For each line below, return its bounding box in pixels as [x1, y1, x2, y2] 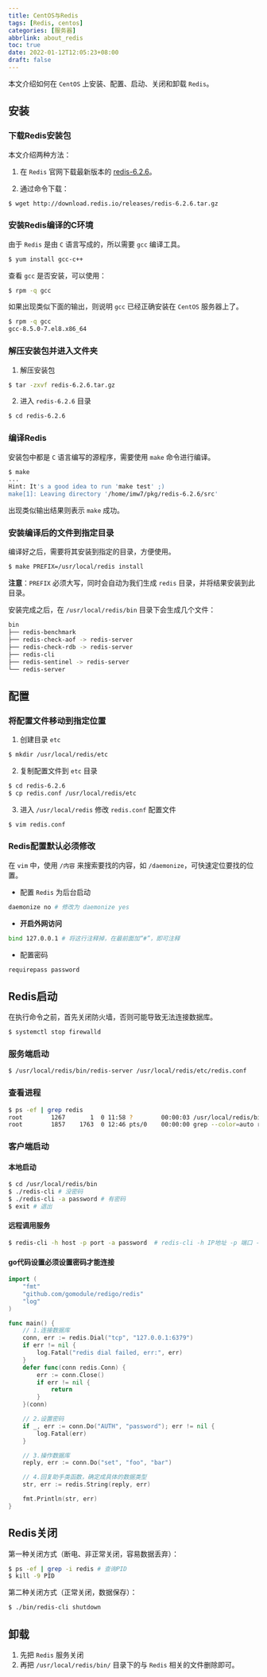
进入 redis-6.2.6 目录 [19, 396, 91, 406]
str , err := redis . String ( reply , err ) [22, 1481, 151, 1488]
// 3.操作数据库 [22, 1451, 70, 1460]
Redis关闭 [8, 1527, 58, 1540]
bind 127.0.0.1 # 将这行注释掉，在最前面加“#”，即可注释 [8, 934, 180, 943]
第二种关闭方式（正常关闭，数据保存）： [8, 1588, 137, 1597]
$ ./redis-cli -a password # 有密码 [8, 1195, 126, 1204]
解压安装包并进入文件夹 [8, 345, 98, 356]
